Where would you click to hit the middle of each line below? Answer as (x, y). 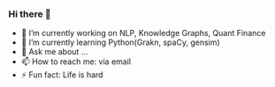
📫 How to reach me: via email (76, 62)
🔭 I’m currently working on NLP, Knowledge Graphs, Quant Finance (143, 33)
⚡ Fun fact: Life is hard (62, 75)
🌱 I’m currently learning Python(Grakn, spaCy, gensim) (120, 42)
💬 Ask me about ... (54, 52)
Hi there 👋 (30, 14)
